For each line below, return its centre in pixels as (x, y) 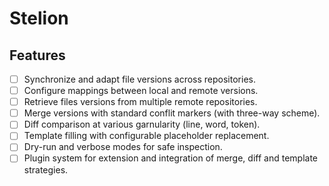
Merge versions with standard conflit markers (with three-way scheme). (172, 113)
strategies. (46, 169)
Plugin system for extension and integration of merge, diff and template (170, 158)
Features (37, 55)
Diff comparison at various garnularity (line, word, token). (142, 124)
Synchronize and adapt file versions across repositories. (139, 79)
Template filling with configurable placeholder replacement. (146, 136)
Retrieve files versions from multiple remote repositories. (140, 102)
